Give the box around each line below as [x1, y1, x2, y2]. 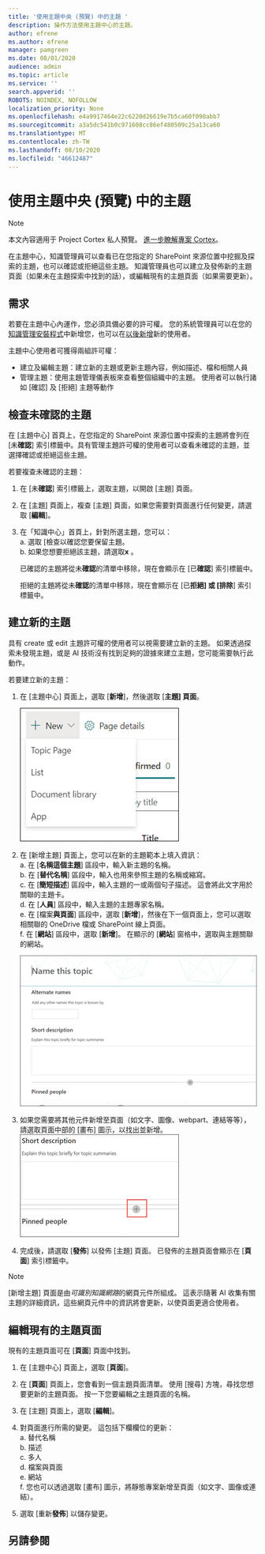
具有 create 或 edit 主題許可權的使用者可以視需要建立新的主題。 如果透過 [8, 638, 244, 647]
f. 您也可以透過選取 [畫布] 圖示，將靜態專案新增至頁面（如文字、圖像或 [19, 1482, 250, 1492]
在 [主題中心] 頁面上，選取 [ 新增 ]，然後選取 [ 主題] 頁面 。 [19, 692, 203, 701]
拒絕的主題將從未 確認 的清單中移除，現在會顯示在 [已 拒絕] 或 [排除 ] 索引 [19, 581, 252, 590]
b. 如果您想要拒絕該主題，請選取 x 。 [19, 547, 138, 556]
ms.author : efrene [8, 38, 69, 46]
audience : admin [8, 63, 62, 71]
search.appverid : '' [8, 88, 77, 96]
